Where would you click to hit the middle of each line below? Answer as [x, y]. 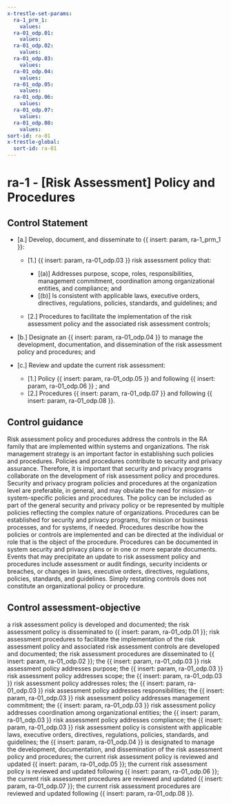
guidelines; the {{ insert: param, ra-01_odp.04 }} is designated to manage [111, 742]
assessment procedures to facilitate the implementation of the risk [101, 639]
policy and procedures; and [56, 352]
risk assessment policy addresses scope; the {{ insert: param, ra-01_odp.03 [115, 675]
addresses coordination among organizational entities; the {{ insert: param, [114, 712]
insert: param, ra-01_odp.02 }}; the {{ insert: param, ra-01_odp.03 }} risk [109, 661]
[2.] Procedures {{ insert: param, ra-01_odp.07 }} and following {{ [120, 393]
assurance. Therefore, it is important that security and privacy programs [110, 468]
